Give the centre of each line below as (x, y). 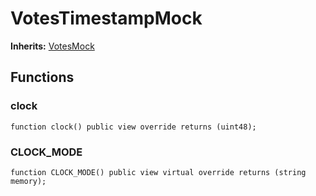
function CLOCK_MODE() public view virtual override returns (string (158, 172)
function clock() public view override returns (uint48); (133, 127)
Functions (42, 77)
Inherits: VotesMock (52, 46)
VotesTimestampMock (106, 18)
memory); (28, 181)
